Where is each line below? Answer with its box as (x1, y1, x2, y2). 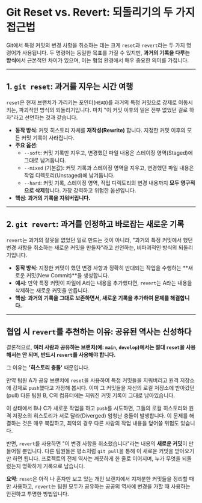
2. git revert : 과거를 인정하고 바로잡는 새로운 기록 (6, 219, 185, 229)
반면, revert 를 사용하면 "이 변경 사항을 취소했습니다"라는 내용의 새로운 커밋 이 (6, 440, 188, 447)
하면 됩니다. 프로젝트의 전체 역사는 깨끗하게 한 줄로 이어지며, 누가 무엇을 (12, 455, 181, 462)
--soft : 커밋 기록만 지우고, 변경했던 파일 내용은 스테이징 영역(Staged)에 (23, 149, 194, 156)
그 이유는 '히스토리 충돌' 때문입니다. (6, 364, 90, 371)
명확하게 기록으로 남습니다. (22, 463, 85, 470)
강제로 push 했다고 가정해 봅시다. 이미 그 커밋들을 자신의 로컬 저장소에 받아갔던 (12, 384, 195, 392)
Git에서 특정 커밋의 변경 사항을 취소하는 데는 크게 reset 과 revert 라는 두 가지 (6, 42, 185, 49)
